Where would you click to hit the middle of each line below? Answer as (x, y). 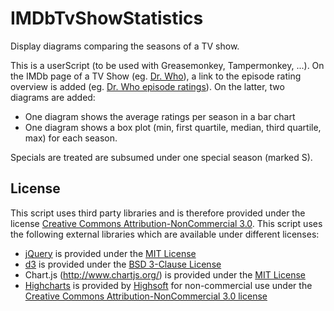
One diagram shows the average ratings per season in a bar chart (160, 116)
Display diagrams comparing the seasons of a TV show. (125, 46)
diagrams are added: (53, 97)
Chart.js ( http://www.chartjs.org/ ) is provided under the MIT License (165, 274)
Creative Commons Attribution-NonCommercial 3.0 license (146, 296)
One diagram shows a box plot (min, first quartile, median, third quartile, (173, 127)
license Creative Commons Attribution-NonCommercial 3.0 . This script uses (166, 223)
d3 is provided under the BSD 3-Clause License (123, 264)
